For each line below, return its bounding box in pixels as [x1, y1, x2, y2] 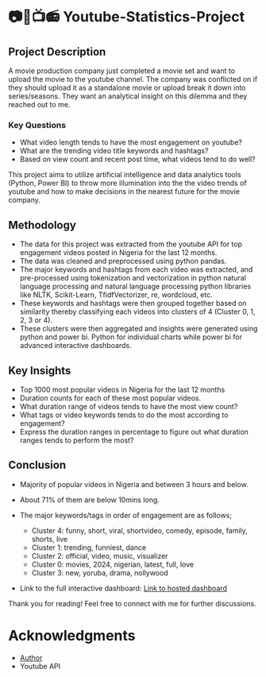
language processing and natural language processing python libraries [19, 281, 252, 292]
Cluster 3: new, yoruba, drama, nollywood [31, 567, 168, 578]
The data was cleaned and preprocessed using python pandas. [19, 257, 227, 266]
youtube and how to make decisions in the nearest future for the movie [8, 187, 241, 196]
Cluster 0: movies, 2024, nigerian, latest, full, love [31, 559, 195, 569]
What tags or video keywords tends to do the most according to [19, 410, 229, 420]
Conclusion [8, 458, 67, 472]
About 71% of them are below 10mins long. [19, 495, 160, 505]
